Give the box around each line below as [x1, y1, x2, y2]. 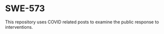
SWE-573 [5, 3, 45, 14]
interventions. [5, 24, 33, 30]
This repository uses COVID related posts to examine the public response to [5, 19, 159, 25]
